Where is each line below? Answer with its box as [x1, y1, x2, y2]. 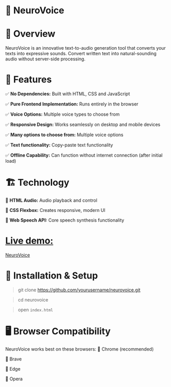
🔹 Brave [5, 356, 22, 362]
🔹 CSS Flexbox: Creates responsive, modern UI [5, 207, 106, 213]
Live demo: [5, 235, 54, 247]
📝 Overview [5, 28, 55, 40]
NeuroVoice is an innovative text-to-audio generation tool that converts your [5, 45, 166, 51]
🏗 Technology [5, 177, 70, 188]
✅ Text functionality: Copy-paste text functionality [5, 142, 114, 148]
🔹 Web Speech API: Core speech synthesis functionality [5, 217, 124, 223]
